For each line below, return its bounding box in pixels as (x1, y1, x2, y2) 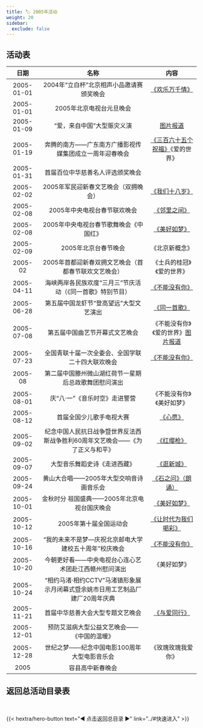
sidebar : (6, 20, 28, 26)
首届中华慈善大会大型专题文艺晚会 (44, 608, 142, 617)
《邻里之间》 (153, 206, 190, 214)
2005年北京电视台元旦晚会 (54, 104, 132, 112)
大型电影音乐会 (71, 652, 115, 661)
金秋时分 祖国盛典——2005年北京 (42, 495, 138, 503)
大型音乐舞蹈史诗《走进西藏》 (50, 460, 136, 468)
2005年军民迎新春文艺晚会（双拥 (42, 182, 138, 191)
